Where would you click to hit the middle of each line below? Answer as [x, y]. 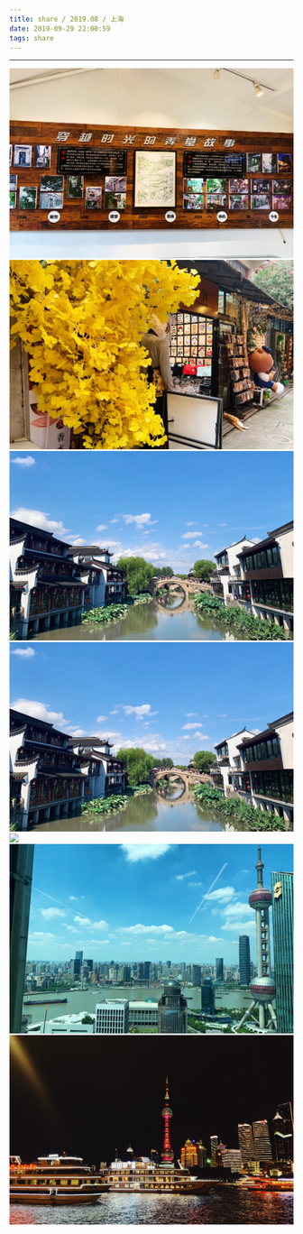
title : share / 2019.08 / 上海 [67, 19]
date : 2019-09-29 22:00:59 [60, 28]
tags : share [32, 38]
